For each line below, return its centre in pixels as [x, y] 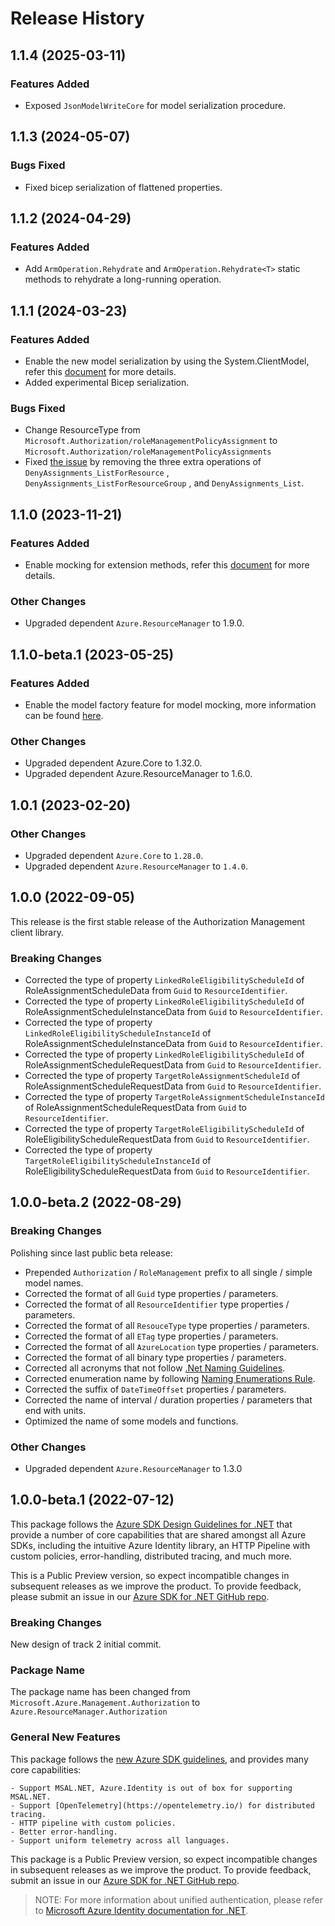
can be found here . [64, 715]
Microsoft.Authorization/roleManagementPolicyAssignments [148, 452]
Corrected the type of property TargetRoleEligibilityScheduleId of [164, 1128]
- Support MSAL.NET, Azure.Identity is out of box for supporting [151, 1788]
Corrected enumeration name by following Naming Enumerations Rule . [170, 1378]
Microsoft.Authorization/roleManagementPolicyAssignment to [151, 441]
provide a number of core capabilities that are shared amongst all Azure [158, 1534]
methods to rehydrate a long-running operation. [123, 279]
